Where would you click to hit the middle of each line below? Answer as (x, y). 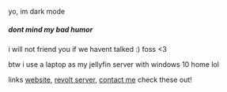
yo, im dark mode (37, 11)
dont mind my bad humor (51, 29)
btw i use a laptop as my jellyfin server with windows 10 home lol (114, 64)
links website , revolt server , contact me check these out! (100, 79)
